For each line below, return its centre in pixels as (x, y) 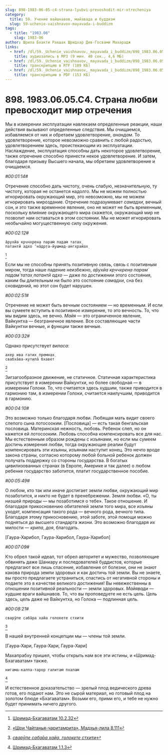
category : (15, 14)
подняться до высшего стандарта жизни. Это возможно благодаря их (80, 522)
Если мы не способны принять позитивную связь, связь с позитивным (81, 264)
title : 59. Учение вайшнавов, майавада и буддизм (62, 19)
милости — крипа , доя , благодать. (42, 527)
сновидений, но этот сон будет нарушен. (49, 285)
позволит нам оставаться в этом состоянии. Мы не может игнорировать (83, 217)
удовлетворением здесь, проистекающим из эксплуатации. (69, 145)
